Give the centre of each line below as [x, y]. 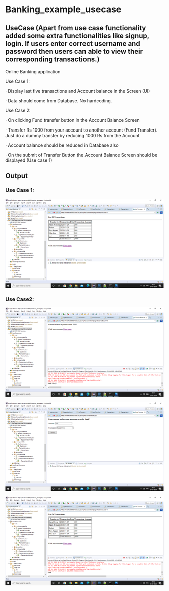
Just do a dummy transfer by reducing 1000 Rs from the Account [72, 135]
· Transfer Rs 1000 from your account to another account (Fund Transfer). [81, 130]
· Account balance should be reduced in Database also [62, 145]
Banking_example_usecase [63, 9]
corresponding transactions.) [52, 59]
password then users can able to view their [74, 51]
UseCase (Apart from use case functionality [76, 28]
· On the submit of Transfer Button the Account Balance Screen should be [81, 155]
